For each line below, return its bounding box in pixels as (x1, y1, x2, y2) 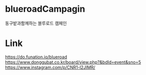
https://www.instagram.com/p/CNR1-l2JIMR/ (5, 64, 96, 70)
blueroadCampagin (5, 3, 85, 15)
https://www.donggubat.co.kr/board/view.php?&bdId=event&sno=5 (5, 59, 141, 65)
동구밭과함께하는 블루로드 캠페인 (5, 20, 67, 26)
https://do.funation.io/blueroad (5, 54, 68, 60)
